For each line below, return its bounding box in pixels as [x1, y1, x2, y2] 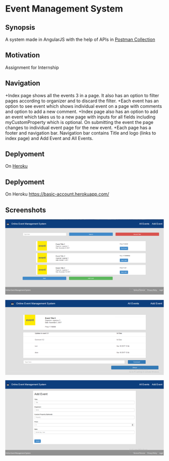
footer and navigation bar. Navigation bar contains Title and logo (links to [5, 129, 156, 136]
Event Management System [5, 3, 123, 15]
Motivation [5, 51, 40, 59]
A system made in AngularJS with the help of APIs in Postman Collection [5, 36, 155, 42]
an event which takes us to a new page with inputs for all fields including [5, 114, 156, 120]
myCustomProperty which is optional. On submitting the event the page [5, 119, 153, 125]
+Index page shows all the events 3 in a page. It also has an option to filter [5, 92, 159, 98]
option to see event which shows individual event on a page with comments [5, 103, 162, 109]
